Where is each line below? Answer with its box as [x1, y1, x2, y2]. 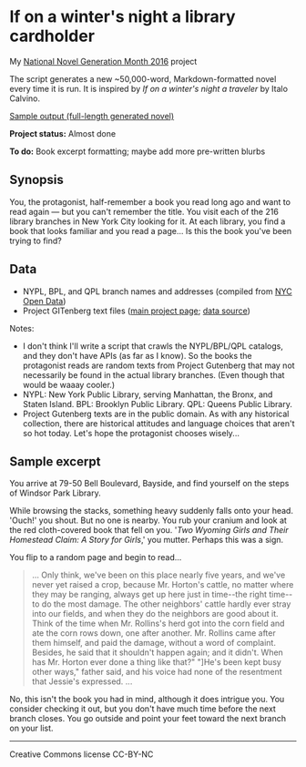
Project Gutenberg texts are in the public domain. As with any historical [22, 408, 290, 419]
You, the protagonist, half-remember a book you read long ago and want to [9, 196, 291, 207]
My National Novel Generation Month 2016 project [9, 56, 198, 66]
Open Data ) [22, 295, 66, 306]
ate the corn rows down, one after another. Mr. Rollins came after [31, 628, 276, 639]
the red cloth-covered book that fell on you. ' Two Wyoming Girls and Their [9, 525, 289, 536]
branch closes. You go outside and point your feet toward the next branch [9, 713, 287, 724]
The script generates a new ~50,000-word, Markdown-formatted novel [9, 73, 277, 84]
